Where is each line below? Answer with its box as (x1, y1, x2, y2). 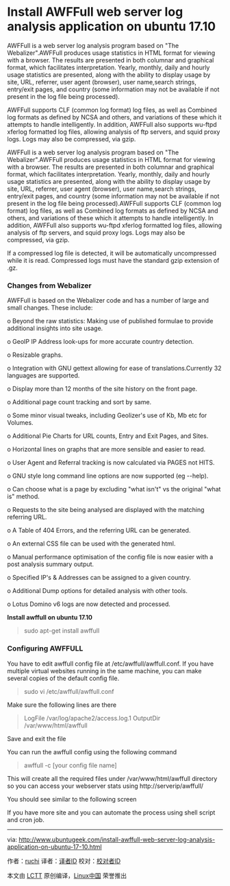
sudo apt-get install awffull (23, 627, 100, 635)
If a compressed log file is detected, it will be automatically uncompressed (7, 248, 217, 257)
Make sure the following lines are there (7, 701, 117, 709)
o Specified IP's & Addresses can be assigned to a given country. (7, 574, 192, 582)
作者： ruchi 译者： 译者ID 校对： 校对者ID (7, 856, 121, 865)
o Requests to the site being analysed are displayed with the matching (7, 506, 205, 514)
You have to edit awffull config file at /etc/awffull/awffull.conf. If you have (7, 660, 214, 668)
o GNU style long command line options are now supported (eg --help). (7, 471, 209, 480)
